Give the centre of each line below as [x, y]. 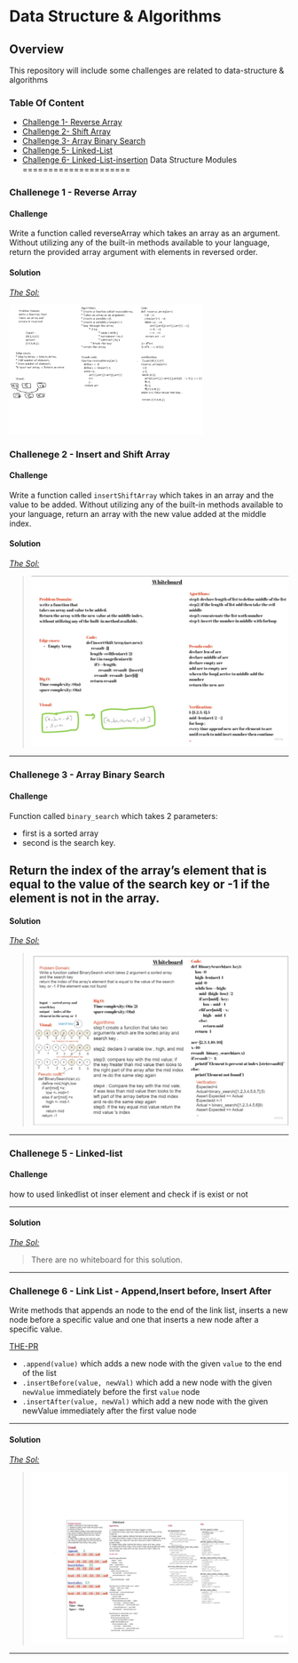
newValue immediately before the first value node [111, 1392]
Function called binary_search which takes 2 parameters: [114, 816]
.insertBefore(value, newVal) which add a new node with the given [147, 1382]
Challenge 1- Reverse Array [72, 123]
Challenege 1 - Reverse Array [73, 193]
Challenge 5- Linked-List [67, 151]
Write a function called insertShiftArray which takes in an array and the [141, 495]
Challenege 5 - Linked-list [66, 1153]
